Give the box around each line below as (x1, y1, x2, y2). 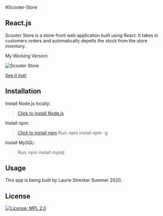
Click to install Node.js (17, 110, 64, 116)
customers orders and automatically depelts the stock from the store (5, 37, 147, 43)
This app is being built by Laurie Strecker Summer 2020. (5, 177, 122, 183)
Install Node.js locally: (5, 100, 51, 106)
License (5, 192, 31, 200)
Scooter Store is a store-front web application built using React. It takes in (5, 32, 158, 38)
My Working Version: (5, 52, 49, 59)
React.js (5, 19, 32, 27)
